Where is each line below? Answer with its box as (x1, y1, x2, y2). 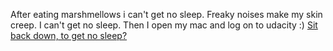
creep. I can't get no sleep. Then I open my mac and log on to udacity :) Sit (10, 19, 318, 31)
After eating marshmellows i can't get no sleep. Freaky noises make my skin (10, 9, 323, 20)
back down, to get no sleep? (10, 30, 128, 41)
